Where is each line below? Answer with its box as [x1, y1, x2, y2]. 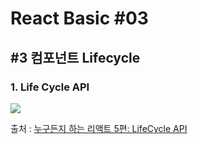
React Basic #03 [10, 7, 149, 30]
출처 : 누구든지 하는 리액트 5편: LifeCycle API [10, 122, 188, 134]
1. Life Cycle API [10, 80, 90, 94]
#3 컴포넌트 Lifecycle [10, 49, 141, 66]
